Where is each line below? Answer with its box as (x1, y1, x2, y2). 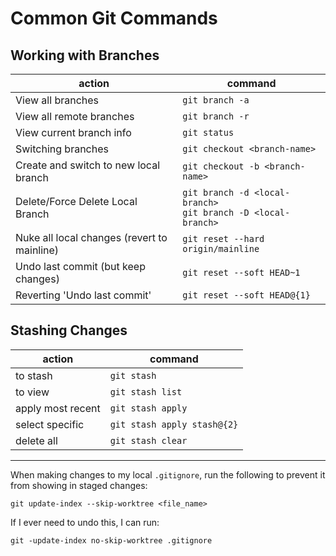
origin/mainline (182, 243, 260, 254)
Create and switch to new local (15, 158, 161, 172)
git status (182, 127, 235, 138)
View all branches (15, 93, 100, 107)
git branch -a (182, 95, 250, 106)
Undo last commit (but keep (15, 260, 146, 273)
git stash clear (109, 435, 188, 446)
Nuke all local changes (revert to (15, 231, 168, 244)
